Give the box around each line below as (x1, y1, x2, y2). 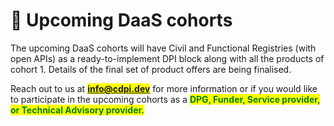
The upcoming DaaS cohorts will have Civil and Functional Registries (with (10, 42, 317, 54)
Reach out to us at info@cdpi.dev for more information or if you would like (10, 82, 318, 94)
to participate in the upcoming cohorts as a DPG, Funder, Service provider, (10, 93, 321, 105)
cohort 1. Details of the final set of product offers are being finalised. (10, 63, 292, 75)
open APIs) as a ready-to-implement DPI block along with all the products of (10, 52, 325, 64)
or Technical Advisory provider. (10, 104, 145, 116)
